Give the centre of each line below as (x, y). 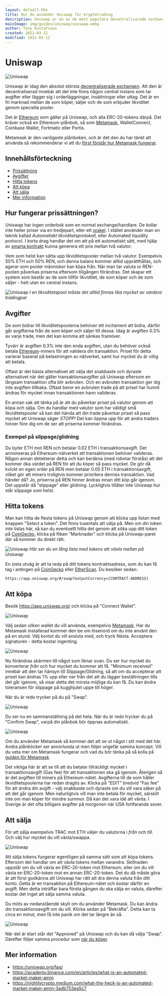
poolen (12, 272)
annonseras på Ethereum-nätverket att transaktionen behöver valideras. (79, 453)
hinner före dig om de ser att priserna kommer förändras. (64, 424)
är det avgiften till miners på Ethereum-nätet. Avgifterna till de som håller (80, 778)
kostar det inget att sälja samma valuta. (45, 894)
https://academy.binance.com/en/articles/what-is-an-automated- (80, 972)
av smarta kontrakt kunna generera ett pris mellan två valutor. (68, 246)
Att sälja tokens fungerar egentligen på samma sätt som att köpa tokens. (80, 857)
